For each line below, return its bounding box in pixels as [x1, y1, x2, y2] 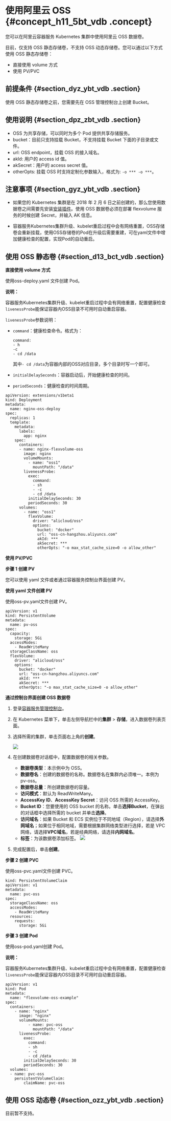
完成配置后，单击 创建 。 [12, 846, 62, 853]
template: [10, 420, 31, 425]
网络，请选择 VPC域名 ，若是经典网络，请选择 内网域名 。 [20, 829, 138, 835]
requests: [14, 919, 36, 924]
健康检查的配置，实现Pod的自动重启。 [17, 236, 97, 242]
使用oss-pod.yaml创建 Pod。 [5, 943, 66, 950]
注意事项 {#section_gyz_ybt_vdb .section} [5, 185, 141, 194]
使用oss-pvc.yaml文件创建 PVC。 [5, 868, 76, 874]
